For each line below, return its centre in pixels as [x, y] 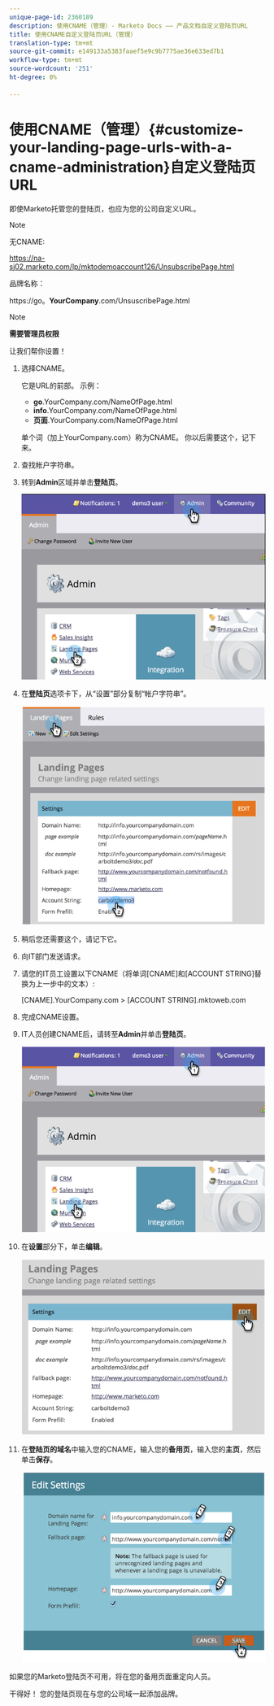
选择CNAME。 [45, 368]
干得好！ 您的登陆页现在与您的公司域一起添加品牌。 [96, 1694]
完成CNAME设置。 [52, 1017]
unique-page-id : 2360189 [51, 17]
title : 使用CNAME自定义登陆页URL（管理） [73, 34]
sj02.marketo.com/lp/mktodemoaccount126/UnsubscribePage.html [122, 266]
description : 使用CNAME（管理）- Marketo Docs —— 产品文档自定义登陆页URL [129, 26]
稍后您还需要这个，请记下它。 [71, 939]
